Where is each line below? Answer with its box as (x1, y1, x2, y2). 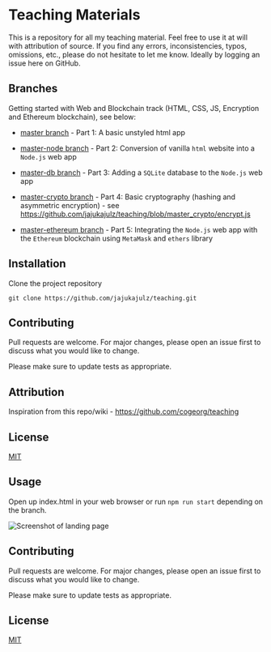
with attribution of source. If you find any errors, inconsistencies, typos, (8, 40, 247, 50)
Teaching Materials (8, 6, 141, 24)
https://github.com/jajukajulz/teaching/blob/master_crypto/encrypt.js (19, 209, 251, 219)
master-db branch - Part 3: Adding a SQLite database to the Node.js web (19, 168, 263, 177)
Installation (8, 257, 66, 271)
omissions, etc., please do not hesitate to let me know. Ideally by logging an (8, 49, 260, 59)
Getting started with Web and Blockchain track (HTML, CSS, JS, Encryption (8, 103, 260, 113)
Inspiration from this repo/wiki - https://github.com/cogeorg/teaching (8, 407, 239, 416)
